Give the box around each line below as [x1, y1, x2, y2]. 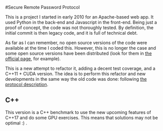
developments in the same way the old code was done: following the [5, 76, 147, 82]
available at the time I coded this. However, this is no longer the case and [5, 45, 156, 51]
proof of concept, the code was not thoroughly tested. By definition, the [5, 25, 154, 31]
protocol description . [5, 81, 49, 87]
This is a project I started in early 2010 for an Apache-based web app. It [5, 14, 154, 20]
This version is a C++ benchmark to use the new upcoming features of [5, 109, 151, 115]
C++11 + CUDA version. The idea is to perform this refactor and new [5, 71, 146, 77]
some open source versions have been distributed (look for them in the [5, 50, 152, 56]
